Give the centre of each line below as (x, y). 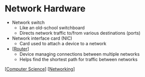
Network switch (28, 22)
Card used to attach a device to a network (63, 43)
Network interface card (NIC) (42, 38)
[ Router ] (21, 49)
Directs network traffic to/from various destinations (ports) (80, 33)
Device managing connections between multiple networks (80, 54)
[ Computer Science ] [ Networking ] (40, 69)
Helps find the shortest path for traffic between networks (79, 59)
